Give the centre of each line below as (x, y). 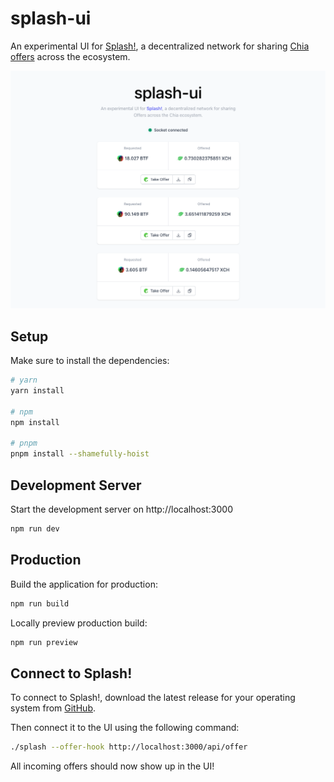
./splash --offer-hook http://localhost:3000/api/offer (129, 747)
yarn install (37, 391)
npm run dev (35, 529)
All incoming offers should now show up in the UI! (112, 766)
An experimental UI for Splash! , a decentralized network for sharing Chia (160, 46)
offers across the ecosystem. (70, 56)
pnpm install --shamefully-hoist (80, 454)
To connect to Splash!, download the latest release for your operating (153, 698)
